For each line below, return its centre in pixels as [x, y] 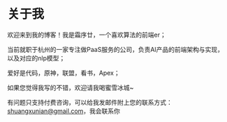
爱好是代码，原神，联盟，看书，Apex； [64, 73]
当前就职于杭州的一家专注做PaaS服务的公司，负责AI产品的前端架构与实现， [116, 49]
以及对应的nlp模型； [36, 58]
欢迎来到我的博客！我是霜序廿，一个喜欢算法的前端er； [87, 35]
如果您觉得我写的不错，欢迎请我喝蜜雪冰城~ [71, 87]
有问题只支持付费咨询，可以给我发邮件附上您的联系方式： [90, 102]
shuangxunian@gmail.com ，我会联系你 [64, 111]
